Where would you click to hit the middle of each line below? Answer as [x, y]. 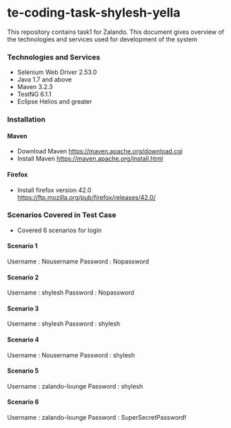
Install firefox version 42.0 [54, 190]
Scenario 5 [23, 371]
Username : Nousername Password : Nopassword [78, 261]
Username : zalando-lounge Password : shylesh [75, 386]
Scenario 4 [23, 339]
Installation [27, 120]
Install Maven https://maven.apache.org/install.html [90, 159]
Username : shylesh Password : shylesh [64, 324]
